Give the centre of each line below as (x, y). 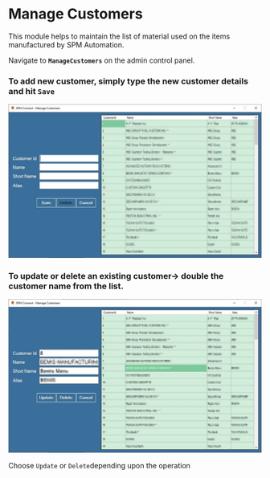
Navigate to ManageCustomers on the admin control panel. (102, 60)
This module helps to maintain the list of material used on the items (119, 36)
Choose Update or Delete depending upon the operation (100, 465)
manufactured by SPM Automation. (66, 44)
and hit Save (31, 91)
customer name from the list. (66, 286)
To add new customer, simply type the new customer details (129, 81)
